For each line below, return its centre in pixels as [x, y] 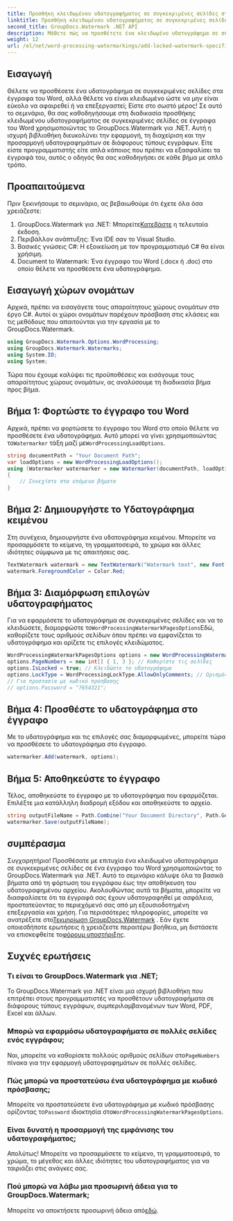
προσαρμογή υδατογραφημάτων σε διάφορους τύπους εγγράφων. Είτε [110, 143]
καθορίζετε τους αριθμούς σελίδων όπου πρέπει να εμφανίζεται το [105, 635]
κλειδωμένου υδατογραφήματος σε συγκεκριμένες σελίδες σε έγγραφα [112, 120]
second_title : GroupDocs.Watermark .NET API [72, 26]
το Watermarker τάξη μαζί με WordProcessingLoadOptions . [86, 443]
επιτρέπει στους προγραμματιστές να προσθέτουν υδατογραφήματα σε [111, 998]
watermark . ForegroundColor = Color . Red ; [67, 571]
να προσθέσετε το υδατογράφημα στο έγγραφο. [77, 744]
